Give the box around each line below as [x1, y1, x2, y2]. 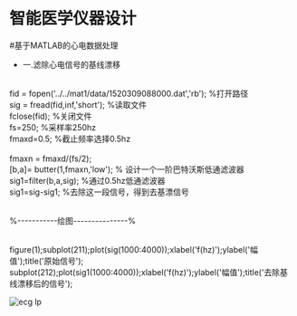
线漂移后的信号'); [9, 278, 73, 289]
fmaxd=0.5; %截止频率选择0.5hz [9, 133, 131, 144]
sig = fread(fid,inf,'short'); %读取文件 [9, 99, 148, 110]
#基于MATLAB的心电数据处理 [9, 40, 119, 51]
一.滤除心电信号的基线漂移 [22, 59, 120, 70]
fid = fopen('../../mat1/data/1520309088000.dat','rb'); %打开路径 [9, 88, 249, 99]
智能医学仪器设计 [9, 8, 138, 29]
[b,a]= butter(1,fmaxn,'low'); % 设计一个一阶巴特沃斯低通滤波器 [9, 164, 244, 175]
